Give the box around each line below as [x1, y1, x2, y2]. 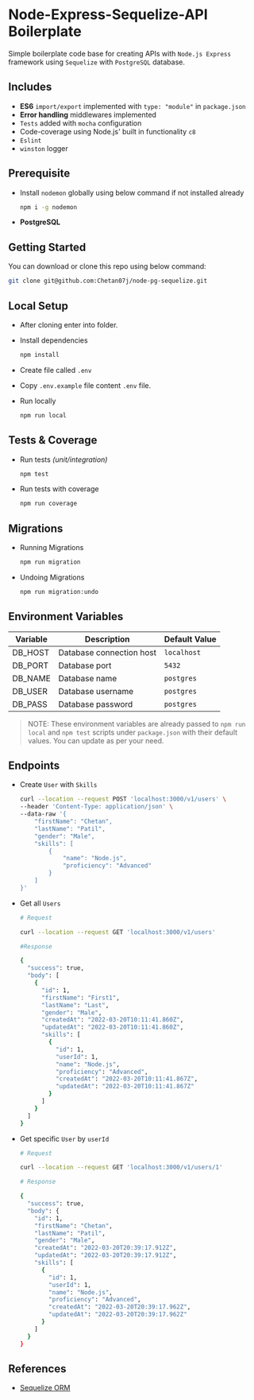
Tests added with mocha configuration [19, 118, 142, 128]
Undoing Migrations [19, 572, 85, 582]
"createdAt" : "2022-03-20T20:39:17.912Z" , [34, 1244, 177, 1252]
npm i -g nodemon [19, 203, 78, 211]
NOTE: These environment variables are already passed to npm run [27, 719, 246, 728]
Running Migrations [19, 543, 84, 553]
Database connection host [58, 646, 157, 657]
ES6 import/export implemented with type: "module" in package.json [19, 101, 246, 111]
